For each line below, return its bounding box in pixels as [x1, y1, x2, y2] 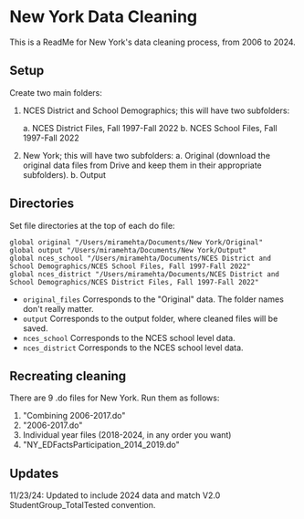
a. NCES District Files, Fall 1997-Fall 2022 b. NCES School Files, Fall [22, 122, 278, 133]
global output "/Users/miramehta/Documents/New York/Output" [9, 245, 247, 254]
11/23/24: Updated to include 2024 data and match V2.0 [9, 490, 221, 501]
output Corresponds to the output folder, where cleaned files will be [22, 313, 278, 324]
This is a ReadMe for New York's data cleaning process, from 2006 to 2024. [9, 36, 297, 47]
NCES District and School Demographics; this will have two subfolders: [22, 105, 290, 116]
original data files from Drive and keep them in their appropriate [22, 160, 262, 171]
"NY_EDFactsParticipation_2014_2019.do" [22, 440, 180, 451]
